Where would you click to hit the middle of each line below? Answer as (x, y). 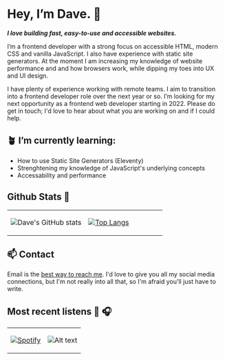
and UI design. (28, 76)
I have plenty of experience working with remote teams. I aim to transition (111, 89)
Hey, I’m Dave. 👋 (54, 14)
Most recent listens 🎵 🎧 (60, 311)
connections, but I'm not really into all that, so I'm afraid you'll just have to (112, 282)
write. (15, 289)
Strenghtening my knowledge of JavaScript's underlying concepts (111, 168)
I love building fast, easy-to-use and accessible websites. (92, 33)
